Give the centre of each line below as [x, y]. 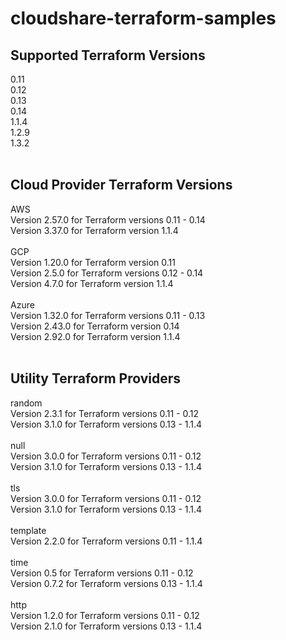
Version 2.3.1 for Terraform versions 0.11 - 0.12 [105, 413]
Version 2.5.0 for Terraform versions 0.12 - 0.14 [107, 273]
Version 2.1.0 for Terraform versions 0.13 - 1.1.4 [106, 626]
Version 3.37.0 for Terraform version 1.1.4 [94, 230]
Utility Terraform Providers [96, 378]
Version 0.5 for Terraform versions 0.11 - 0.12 [102, 573]
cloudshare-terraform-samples [143, 18]
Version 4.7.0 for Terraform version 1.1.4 [92, 283]
